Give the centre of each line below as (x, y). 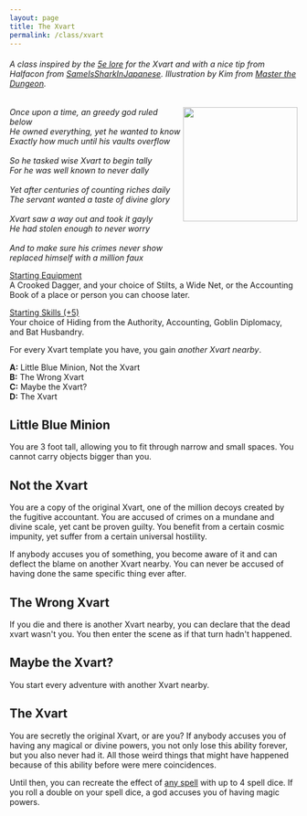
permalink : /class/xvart (57, 35)
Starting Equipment (46, 275)
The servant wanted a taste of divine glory (90, 199)
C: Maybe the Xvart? (48, 387)
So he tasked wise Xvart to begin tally (81, 160)
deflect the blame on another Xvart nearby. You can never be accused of (147, 564)
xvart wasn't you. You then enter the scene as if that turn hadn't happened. (151, 634)
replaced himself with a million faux (77, 258)
